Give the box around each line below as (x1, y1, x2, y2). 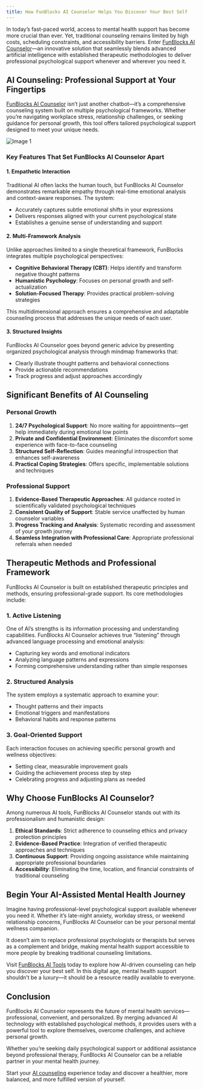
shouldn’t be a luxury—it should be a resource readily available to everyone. (6, 974, 195, 981)
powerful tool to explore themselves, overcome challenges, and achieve (6, 1027, 185, 1034)
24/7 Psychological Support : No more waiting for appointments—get (14, 422, 188, 429)
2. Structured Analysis (6, 677, 74, 686)
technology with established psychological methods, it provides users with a (6, 1020, 196, 1027)
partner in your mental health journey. (6, 1058, 100, 1065)
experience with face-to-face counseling (14, 441, 117, 448)
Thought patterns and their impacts (14, 703, 104, 710)
